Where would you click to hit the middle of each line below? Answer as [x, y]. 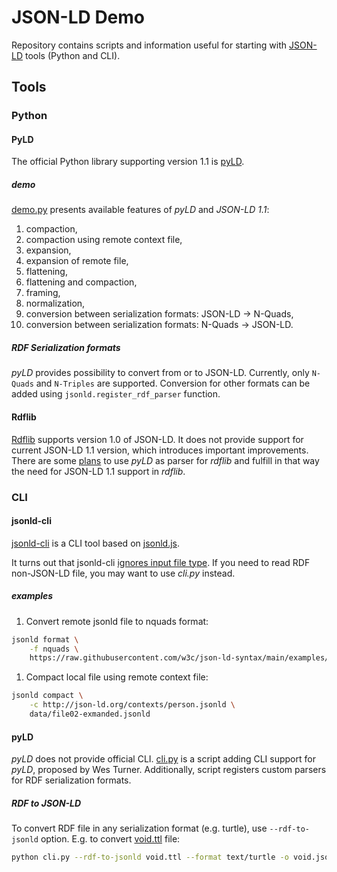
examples [32, 596]
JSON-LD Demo [78, 17]
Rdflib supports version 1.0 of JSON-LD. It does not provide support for [157, 439]
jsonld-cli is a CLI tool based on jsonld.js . [96, 543]
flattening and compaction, [81, 282]
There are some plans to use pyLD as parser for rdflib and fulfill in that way [165, 460]
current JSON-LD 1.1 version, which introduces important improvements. [160, 450]
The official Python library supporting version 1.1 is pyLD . [128, 162]
